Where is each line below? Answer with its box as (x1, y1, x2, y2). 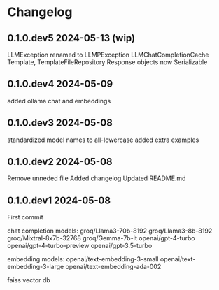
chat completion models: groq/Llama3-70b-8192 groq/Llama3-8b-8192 (7, 226, 213, 235)
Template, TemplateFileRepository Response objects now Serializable (7, 58, 208, 66)
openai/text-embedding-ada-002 (65, 263, 162, 271)
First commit (7, 213, 43, 222)
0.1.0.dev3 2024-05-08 (7, 117, 113, 129)
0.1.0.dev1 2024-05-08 (7, 194, 111, 206)
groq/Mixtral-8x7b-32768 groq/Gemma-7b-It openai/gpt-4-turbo (7, 234, 195, 242)
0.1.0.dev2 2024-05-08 (7, 156, 113, 168)
